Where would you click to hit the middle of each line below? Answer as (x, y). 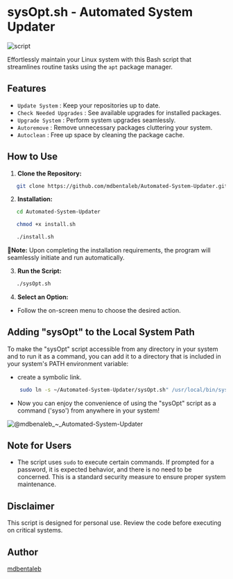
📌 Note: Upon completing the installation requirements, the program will (109, 250)
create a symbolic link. (49, 377)
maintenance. (37, 484)
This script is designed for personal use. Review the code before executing (114, 523)
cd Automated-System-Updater (58, 212)
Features (27, 88)
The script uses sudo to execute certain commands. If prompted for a (115, 463)
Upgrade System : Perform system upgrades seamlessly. (96, 120)
